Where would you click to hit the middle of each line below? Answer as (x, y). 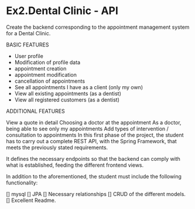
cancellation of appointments (50, 81)
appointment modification (46, 75)
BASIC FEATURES (28, 45)
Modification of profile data (47, 62)
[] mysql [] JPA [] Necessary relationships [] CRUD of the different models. (96, 194)
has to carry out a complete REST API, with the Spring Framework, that (91, 141)
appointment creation (40, 68)
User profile (29, 56)
